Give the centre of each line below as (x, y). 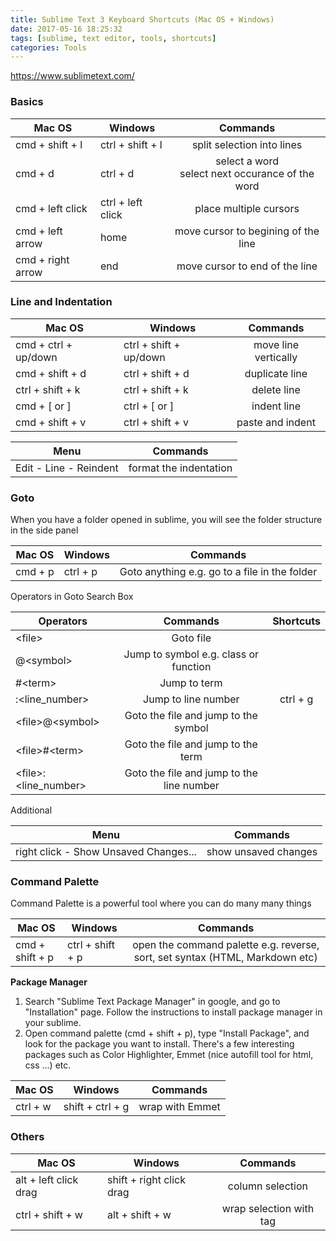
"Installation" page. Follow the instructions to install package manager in (173, 1012)
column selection (267, 1186)
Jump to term (191, 683)
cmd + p (35, 572)
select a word (247, 161)
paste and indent (276, 422)
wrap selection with (268, 1208)
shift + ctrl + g (96, 1107)
